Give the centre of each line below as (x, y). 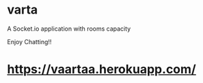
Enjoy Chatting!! (29, 41)
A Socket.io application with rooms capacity (69, 29)
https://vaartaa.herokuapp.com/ (101, 69)
